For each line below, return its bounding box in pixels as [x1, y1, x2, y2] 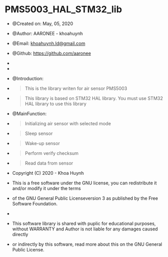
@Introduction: [12, 75, 44, 81]
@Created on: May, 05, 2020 [12, 20, 74, 27]
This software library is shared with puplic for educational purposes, [12, 220, 156, 226]
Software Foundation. [12, 200, 58, 206]
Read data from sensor [25, 160, 74, 166]
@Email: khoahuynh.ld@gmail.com [12, 40, 85, 46]
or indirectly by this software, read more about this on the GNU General [12, 241, 162, 247]
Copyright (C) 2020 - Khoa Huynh [12, 170, 84, 176]
